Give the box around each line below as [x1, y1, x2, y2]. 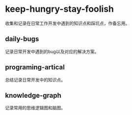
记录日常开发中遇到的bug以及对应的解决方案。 [5, 48, 99, 55]
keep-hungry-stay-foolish [5, 3, 114, 15]
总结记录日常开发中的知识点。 [5, 77, 65, 83]
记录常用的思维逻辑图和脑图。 [5, 105, 65, 111]
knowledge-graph [5, 91, 61, 99]
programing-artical [5, 63, 65, 72]
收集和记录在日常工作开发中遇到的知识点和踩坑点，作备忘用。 [5, 20, 130, 26]
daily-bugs [5, 35, 39, 43]
